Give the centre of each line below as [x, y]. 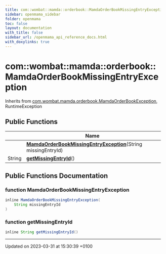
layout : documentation [28, 28]
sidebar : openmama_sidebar [33, 14]
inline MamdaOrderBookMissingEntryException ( [53, 200]
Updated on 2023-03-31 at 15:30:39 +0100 [49, 246]
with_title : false [24, 33]
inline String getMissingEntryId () [42, 232]
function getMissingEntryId [39, 222]
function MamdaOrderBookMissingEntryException [67, 190]
